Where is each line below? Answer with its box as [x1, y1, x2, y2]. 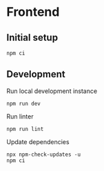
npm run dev [6, 100, 41, 107]
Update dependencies [6, 137, 70, 145]
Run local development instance [6, 87, 98, 95]
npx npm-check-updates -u [6, 151, 81, 158]
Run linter [6, 112, 34, 121]
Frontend [6, 4, 60, 20]
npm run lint [6, 125, 44, 132]
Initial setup [6, 32, 59, 43]
